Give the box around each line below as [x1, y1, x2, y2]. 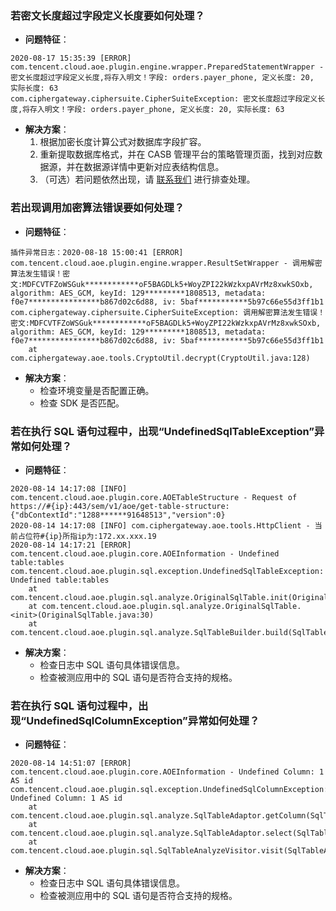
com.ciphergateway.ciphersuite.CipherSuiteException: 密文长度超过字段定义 [10, 94, 318, 104]
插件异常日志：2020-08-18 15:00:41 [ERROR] [10, 247, 184, 257]
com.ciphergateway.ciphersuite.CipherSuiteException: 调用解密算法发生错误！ [10, 307, 326, 317]
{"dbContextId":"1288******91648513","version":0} [10, 510, 226, 520]
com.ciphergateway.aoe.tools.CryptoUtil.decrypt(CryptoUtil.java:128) [10, 353, 311, 363]
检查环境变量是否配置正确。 [39, 384, 155, 396]
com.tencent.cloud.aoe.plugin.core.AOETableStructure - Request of [10, 492, 298, 502]
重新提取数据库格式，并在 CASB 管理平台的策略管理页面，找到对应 [39, 148, 315, 161]
